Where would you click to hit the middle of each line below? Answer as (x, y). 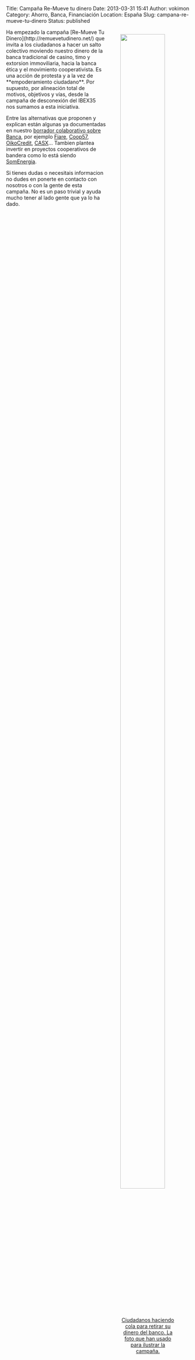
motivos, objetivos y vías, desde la (48, 94)
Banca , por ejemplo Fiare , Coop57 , (48, 137)
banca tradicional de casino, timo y (48, 57)
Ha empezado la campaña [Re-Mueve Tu (55, 32)
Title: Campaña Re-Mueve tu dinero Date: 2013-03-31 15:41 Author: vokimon (98, 8)
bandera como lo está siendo (41, 155)
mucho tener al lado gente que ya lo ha (53, 198)
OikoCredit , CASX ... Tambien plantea (50, 143)
